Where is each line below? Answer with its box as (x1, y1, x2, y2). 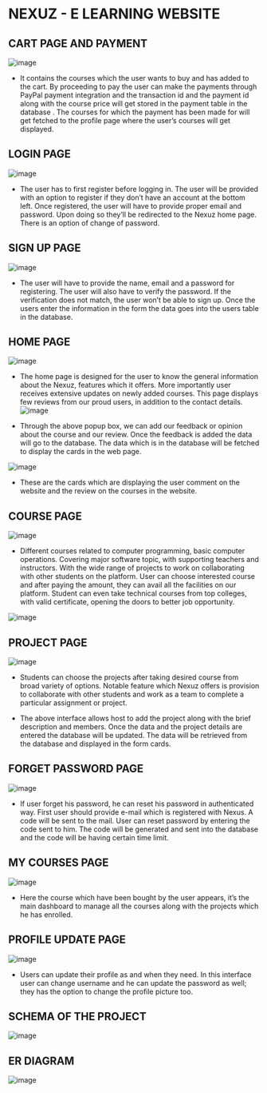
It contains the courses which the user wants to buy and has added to (19, 74, 249, 82)
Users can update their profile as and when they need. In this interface (19, 969, 252, 979)
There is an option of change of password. (19, 217, 160, 228)
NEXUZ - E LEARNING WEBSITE (8, 5, 221, 23)
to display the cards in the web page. (19, 447, 142, 457)
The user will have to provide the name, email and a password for (19, 277, 235, 288)
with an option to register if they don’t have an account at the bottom (19, 193, 245, 202)
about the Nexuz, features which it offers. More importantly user (19, 381, 231, 390)
